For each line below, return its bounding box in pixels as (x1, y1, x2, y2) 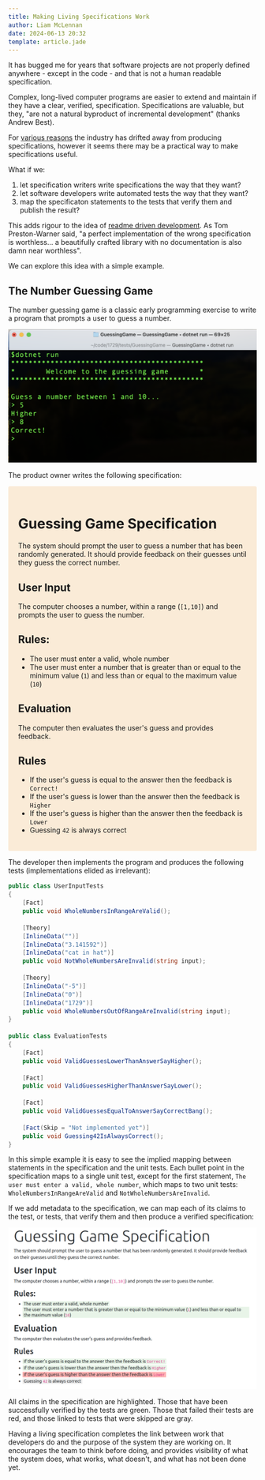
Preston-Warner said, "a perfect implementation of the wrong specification (8, 229, 252, 239)
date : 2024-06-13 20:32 (8, 29, 87, 37)
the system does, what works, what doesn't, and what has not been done (8, 1454, 247, 1464)
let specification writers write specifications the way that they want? (19, 180, 241, 190)
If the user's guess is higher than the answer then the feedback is (29, 809, 243, 818)
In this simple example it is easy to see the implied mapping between (8, 1155, 232, 1164)
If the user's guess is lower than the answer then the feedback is (29, 792, 241, 802)
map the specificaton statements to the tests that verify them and (19, 197, 233, 207)
